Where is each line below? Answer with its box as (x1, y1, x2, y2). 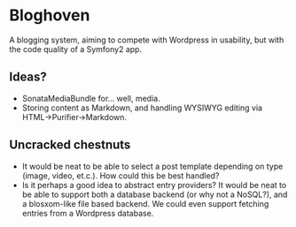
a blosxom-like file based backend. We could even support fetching (21, 198, 269, 208)
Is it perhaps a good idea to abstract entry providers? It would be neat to (21, 179, 287, 190)
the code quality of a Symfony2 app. (9, 43, 143, 54)
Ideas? (9, 70, 47, 85)
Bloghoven (9, 5, 90, 26)
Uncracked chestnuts (9, 138, 131, 153)
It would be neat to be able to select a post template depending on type (21, 161, 284, 171)
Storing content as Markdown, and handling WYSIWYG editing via (21, 102, 263, 113)
